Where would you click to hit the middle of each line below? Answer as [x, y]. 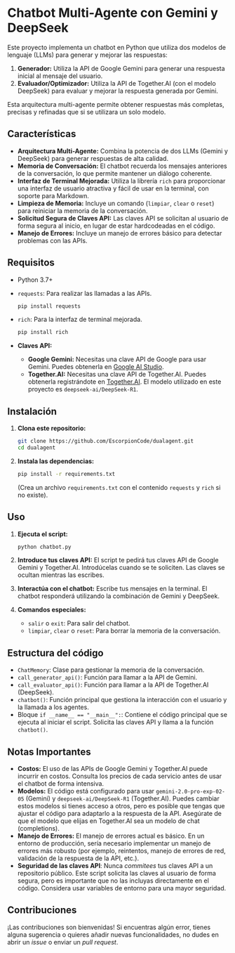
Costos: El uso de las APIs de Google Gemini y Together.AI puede [113, 769]
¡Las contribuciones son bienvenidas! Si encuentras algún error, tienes [109, 927]
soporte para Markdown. [53, 195]
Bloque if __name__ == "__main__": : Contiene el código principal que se [122, 715]
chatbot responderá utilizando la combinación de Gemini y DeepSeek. [118, 596]
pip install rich [43, 332]
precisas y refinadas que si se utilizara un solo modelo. [87, 112]
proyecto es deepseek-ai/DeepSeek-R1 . [83, 389]
